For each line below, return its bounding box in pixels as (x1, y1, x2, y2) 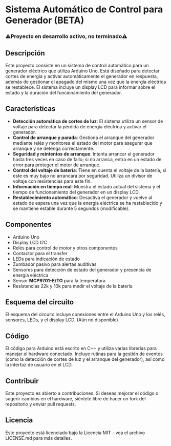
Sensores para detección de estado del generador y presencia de (12, 266, 152, 273)
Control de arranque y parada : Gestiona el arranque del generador (12, 134, 155, 141)
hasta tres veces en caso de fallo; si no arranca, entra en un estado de (12, 156, 162, 162)
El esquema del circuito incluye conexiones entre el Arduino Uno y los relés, (5, 312, 165, 318)
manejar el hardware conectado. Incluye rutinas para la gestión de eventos (5, 351, 163, 357)
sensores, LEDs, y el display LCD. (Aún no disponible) (5, 317, 119, 323)
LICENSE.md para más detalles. (5, 435, 72, 441)
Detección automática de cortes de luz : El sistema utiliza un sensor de (12, 118, 163, 124)
